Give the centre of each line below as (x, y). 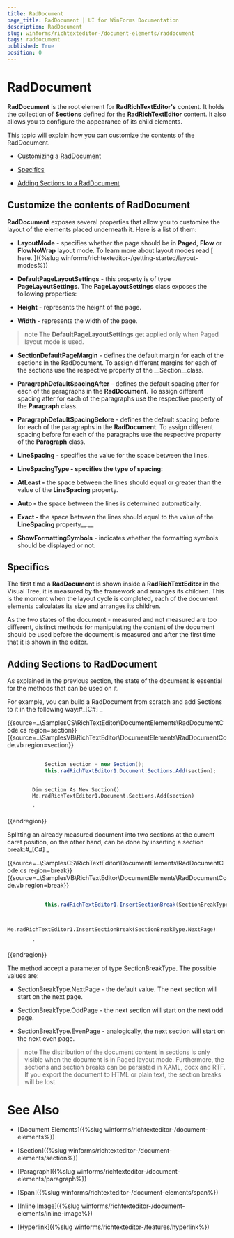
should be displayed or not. (56, 545)
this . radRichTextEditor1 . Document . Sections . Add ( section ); (130, 771)
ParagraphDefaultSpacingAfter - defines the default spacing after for (118, 383)
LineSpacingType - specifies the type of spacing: (90, 468)
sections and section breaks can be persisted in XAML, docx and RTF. (125, 1067)
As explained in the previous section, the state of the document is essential (115, 681)
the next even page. (46, 1038)
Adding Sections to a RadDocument (68, 183)
